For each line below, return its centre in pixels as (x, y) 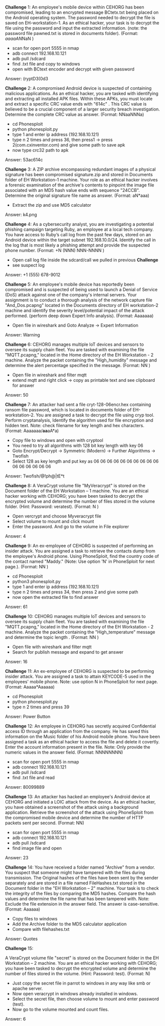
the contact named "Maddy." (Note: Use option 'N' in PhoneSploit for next (80, 561)
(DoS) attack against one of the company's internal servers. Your (71, 295)
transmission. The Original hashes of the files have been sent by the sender (82, 878)
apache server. (27, 988)
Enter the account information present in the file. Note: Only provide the (78, 747)
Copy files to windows (35, 919)
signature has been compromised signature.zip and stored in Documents (79, 174)
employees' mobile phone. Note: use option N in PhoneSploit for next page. (82, 682)
